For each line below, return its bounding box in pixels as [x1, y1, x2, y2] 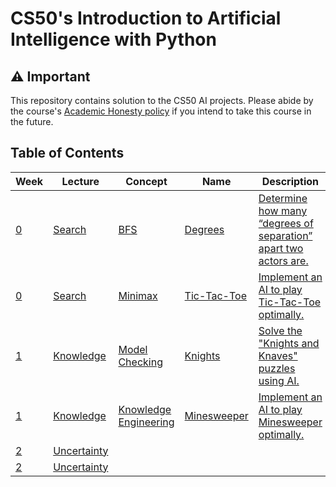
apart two [258, 241, 304, 255]
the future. [10, 116, 54, 127]
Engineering [118, 415, 175, 429]
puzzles [258, 361, 296, 375]
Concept [125, 174, 168, 188]
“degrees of [258, 216, 314, 230]
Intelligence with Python [10, 28, 217, 51]
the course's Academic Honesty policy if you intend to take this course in [10, 105, 312, 117]
